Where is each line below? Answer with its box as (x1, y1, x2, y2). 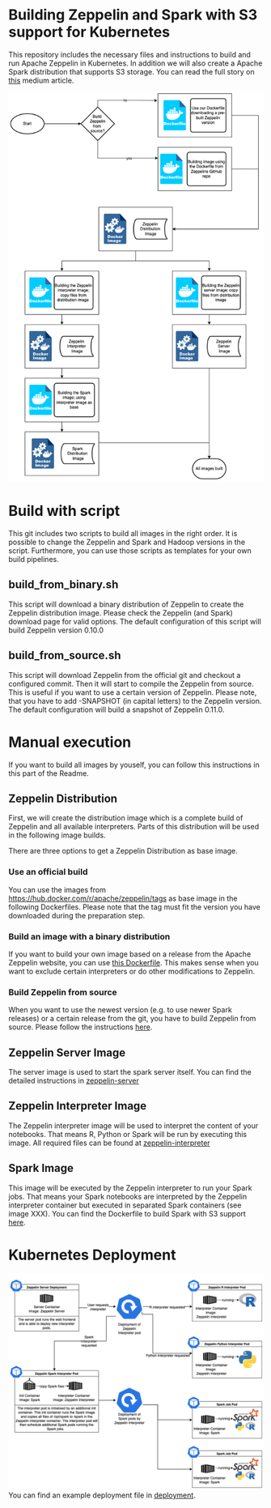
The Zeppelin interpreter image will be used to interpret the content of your (8, 1120, 259, 1131)
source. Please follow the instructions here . (8, 1022, 153, 1032)
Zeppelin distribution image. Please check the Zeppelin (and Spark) (8, 607, 233, 617)
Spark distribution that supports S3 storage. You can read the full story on (8, 66, 255, 76)
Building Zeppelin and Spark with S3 (8, 6, 257, 24)
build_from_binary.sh (8, 577, 119, 592)
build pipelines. (8, 555, 59, 564)
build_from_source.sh (8, 649, 121, 662)
